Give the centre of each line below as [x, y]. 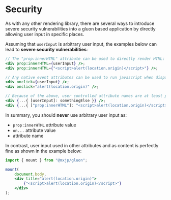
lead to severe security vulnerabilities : [47, 49]
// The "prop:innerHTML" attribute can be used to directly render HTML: [85, 59]
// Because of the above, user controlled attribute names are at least [84, 96]
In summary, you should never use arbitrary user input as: [66, 115]
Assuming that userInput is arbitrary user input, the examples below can [81, 44]
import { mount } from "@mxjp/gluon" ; [46, 160]
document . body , [31, 174]
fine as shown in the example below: [44, 151]
